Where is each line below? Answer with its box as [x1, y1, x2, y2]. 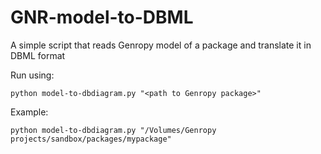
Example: [10, 106, 49, 118]
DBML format [10, 49, 66, 61]
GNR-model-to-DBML [10, 6, 194, 29]
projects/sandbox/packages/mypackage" [10, 134, 172, 144]
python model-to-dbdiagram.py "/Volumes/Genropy [10, 125, 217, 135]
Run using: [10, 69, 55, 81]
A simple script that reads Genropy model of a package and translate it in [10, 39, 312, 51]
